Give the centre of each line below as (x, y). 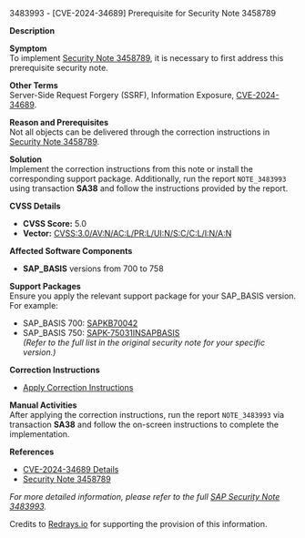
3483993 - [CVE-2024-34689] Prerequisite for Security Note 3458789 (142, 13)
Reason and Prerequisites (59, 122)
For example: (34, 305)
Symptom (28, 48)
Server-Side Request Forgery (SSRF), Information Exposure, (122, 95)
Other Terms (34, 85)
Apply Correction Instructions (78, 387)
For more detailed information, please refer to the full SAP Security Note (145, 497)
